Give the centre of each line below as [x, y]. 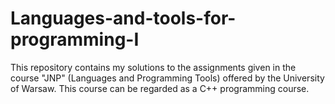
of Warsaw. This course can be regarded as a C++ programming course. [160, 88]
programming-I [75, 39]
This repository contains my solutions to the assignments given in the [153, 67]
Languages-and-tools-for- [123, 18]
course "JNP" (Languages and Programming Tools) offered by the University [167, 78]
